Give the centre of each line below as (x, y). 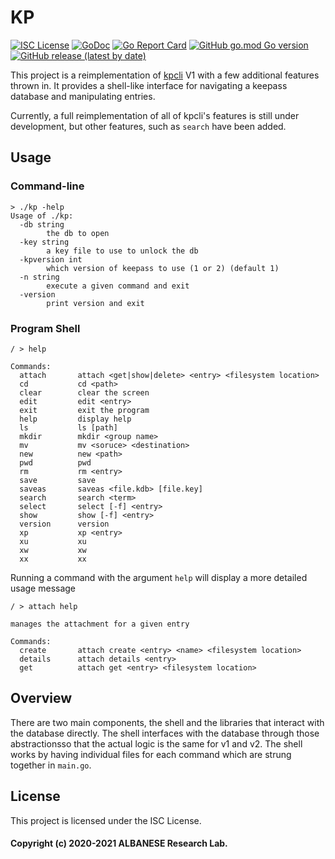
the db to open (78, 233)
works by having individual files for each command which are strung (151, 754)
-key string (44, 242)
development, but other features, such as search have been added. (148, 126)
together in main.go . (51, 765)
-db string (42, 224)
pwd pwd (55, 462)
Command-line (47, 186)
